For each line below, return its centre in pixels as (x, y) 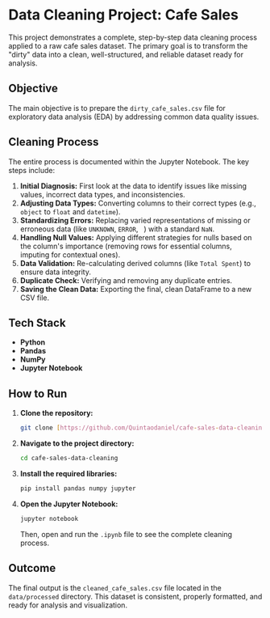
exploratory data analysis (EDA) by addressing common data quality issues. (134, 116)
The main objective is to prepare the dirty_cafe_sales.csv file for (117, 108)
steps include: (31, 170)
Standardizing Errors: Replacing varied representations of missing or (135, 220)
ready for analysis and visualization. (68, 605)
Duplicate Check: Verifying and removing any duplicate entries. (126, 280)
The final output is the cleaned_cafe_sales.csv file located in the (115, 587)
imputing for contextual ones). (70, 254)
